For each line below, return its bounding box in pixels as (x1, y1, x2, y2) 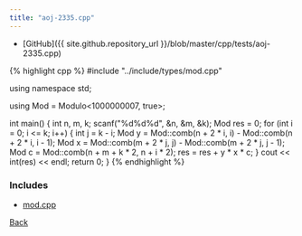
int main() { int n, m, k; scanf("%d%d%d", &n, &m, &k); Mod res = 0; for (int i (9, 118, 294, 128)
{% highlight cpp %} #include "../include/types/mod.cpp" (9, 65, 223, 76)
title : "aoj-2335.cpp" (9, 13, 95, 23)
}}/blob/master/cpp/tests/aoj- (160, 38, 271, 49)
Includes (9, 178, 49, 191)
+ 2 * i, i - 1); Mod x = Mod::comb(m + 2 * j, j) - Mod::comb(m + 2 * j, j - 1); (9, 137, 285, 147)
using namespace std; (9, 82, 92, 93)
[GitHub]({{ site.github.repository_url (22, 38, 159, 49)
